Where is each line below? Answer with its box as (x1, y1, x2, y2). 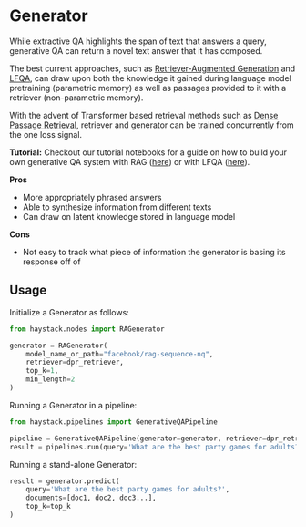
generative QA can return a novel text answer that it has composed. (9, 45, 263, 56)
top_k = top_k (25, 502, 71, 511)
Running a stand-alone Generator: (9, 459, 138, 470)
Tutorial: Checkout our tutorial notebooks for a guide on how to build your (9, 147, 288, 158)
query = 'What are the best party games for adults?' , (25, 485, 230, 494)
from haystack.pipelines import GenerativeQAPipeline (9, 417, 219, 427)
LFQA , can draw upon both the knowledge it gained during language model (9, 72, 291, 83)
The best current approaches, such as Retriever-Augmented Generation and (9, 63, 296, 74)
